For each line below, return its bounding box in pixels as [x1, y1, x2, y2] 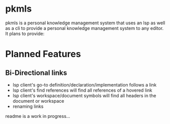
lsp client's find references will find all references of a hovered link [12, 87, 153, 93]
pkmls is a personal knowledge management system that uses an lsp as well [5, 20, 165, 26]
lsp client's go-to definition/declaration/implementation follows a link [12, 81, 157, 88]
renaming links [12, 103, 44, 109]
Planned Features [5, 49, 81, 60]
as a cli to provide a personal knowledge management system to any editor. [5, 25, 164, 31]
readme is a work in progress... [5, 113, 70, 119]
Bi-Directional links [5, 68, 67, 77]
